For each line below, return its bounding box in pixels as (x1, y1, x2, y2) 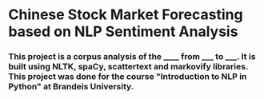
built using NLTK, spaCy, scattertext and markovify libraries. (8, 61, 249, 73)
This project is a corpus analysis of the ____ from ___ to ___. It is (8, 51, 256, 62)
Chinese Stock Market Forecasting (8, 6, 243, 24)
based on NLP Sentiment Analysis (8, 22, 238, 41)
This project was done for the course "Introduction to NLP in (8, 71, 247, 82)
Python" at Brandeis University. (8, 81, 134, 93)
